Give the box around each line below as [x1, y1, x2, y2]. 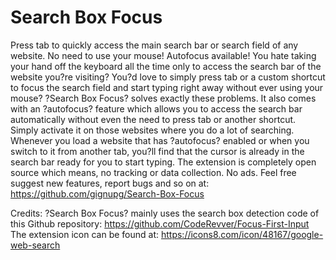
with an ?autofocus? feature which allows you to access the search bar [10, 102, 303, 115]
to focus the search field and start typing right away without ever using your [10, 81, 324, 93]
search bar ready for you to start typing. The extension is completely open [10, 156, 317, 168]
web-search [10, 239, 61, 251]
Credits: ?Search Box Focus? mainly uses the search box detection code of [10, 207, 320, 219]
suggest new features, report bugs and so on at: [10, 177, 210, 189]
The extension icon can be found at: [10, 228, 160, 240]
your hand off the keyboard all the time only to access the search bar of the [10, 60, 322, 72]
